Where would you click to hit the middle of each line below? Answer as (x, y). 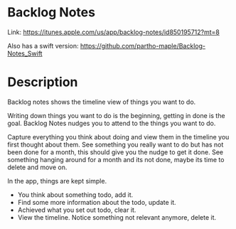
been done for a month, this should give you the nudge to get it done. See (116, 152)
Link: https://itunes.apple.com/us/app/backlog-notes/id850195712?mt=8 (114, 32)
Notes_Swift (25, 53)
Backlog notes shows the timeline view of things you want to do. (102, 102)
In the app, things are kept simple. (57, 181)
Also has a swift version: (43, 46)
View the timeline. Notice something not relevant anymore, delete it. (117, 217)
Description (43, 82)
